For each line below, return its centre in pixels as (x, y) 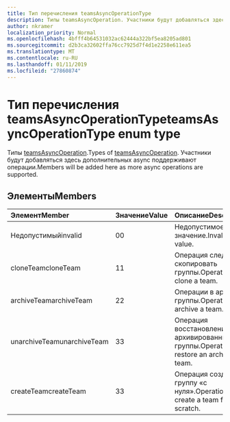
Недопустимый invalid (46, 236)
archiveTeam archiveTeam (52, 301)
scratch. (187, 408)
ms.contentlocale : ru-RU (42, 58)
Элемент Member (40, 215)
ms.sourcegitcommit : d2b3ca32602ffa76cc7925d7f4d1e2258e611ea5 (99, 45)
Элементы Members (52, 196)
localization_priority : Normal (52, 33)
